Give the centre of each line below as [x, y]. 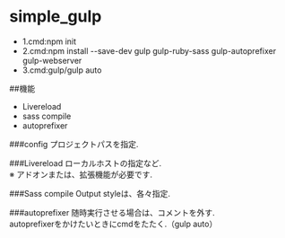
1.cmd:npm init [49, 41]
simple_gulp [56, 17]
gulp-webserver [52, 60]
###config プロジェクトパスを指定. [74, 144]
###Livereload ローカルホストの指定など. [86, 163]
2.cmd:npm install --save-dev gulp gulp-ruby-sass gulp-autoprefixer [149, 50]
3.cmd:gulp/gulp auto [62, 70]
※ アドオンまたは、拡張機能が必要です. [81, 174]
